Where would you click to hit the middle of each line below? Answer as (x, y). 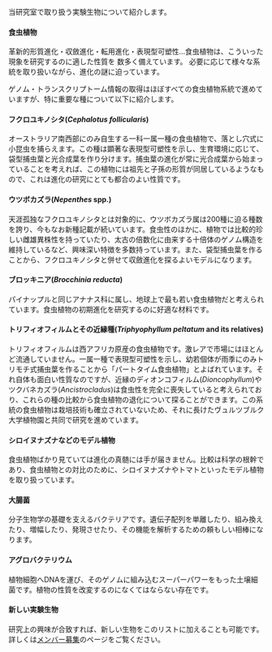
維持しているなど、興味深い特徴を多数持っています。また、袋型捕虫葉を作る (136, 249)
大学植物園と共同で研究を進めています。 (76, 420)
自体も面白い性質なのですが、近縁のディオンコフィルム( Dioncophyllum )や (138, 380)
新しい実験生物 (33, 610)
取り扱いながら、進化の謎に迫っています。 (93, 72)
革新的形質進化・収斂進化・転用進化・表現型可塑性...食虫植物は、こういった (136, 52)
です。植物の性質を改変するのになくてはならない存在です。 (114, 590)
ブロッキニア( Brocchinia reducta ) (66, 280)
